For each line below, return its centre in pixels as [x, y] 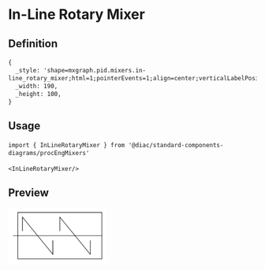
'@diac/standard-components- [176, 145]
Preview [29, 193]
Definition [33, 44]
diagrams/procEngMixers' [49, 153]
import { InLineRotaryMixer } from [67, 145]
